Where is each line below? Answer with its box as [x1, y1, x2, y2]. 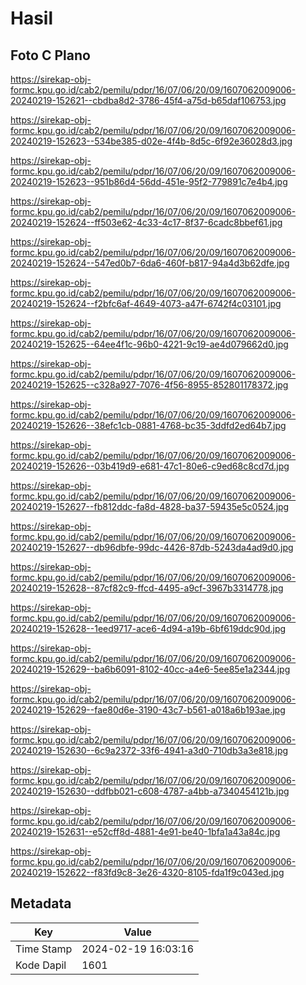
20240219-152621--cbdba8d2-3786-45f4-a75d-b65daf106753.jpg [10, 95, 287, 106]
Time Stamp [15, 942, 73, 956]
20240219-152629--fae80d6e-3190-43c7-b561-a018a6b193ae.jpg [10, 704, 286, 716]
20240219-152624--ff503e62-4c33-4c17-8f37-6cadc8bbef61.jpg [10, 217, 283, 228]
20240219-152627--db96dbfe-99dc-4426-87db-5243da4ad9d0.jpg [10, 542, 294, 553]
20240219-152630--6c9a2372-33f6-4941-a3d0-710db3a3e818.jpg [10, 745, 289, 756]
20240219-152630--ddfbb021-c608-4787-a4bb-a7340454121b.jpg [10, 785, 290, 797]
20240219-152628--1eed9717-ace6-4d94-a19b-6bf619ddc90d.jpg [10, 623, 287, 634]
